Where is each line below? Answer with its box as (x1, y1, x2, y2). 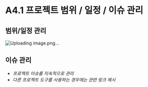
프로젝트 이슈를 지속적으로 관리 (12, 70, 74, 76)
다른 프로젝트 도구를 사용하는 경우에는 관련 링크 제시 (12, 76, 116, 82)
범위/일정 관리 (5, 26, 47, 35)
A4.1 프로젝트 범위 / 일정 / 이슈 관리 (5, 5, 143, 16)
